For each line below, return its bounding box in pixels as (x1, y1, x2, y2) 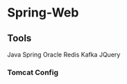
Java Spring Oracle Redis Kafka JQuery (7, 50, 121, 59)
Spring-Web (7, 5, 79, 21)
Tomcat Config (7, 67, 59, 77)
